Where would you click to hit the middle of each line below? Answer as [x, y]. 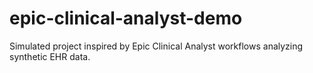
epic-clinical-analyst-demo [126, 18]
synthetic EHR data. [50, 56]
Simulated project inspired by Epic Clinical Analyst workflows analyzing [156, 46]
